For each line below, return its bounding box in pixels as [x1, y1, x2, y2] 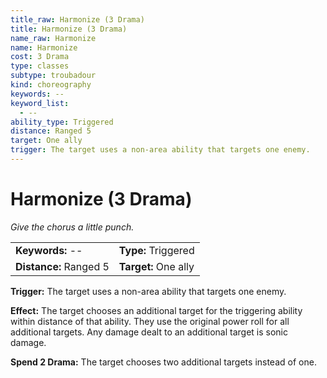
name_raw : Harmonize [10, 33, 97, 43]
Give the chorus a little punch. [10, 221, 135, 233]
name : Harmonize [10, 42, 78, 53]
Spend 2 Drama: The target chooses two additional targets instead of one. [10, 356, 317, 368]
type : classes [10, 61, 70, 71]
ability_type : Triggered [10, 117, 114, 127]
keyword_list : [10, 98, 70, 108]
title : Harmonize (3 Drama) [10, 24, 128, 34]
